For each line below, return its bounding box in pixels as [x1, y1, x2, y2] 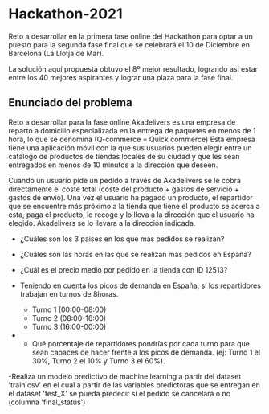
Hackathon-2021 [8, 5, 123, 23]
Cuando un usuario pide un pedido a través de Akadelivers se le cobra [8, 175, 241, 185]
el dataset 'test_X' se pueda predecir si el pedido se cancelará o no [8, 388, 231, 398]
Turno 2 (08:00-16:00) [31, 313, 107, 322]
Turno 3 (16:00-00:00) [31, 322, 107, 331]
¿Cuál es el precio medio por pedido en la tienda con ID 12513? [19, 264, 228, 274]
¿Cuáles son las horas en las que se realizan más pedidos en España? [19, 249, 251, 259]
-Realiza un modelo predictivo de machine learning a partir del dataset [8, 371, 242, 381]
